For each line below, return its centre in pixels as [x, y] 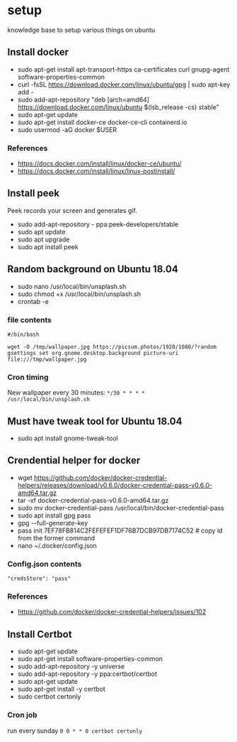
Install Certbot [40, 634]
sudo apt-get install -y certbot [62, 689]
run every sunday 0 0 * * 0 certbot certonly [75, 731]
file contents [29, 320]
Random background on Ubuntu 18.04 [93, 269]
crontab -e [33, 301]
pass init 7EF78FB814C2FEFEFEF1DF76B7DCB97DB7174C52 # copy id [120, 530]
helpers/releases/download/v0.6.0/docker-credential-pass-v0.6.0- [115, 485]
